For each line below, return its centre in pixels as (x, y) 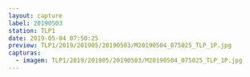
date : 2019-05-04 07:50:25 (53, 38)
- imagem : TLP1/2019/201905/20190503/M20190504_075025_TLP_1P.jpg (129, 61)
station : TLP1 (32, 30)
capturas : (25, 53)
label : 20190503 (35, 23)
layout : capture (35, 16)
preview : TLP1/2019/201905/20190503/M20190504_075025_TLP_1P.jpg (120, 46)
